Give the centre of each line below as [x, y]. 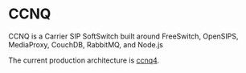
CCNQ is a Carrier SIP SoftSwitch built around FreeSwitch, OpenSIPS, [123, 36]
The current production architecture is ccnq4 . [84, 60]
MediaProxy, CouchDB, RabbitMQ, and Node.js [86, 44]
